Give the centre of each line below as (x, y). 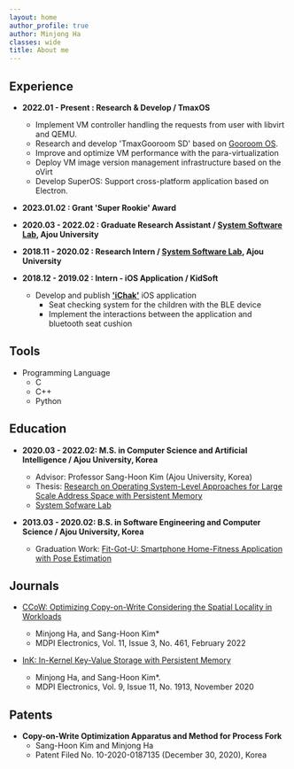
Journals (34, 586)
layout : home (33, 17)
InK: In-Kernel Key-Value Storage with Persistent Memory (127, 660)
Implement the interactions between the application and (150, 314)
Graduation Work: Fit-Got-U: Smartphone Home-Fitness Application (159, 548)
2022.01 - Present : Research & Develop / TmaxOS (116, 107)
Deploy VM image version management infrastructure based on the (158, 162)
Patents (31, 715)
